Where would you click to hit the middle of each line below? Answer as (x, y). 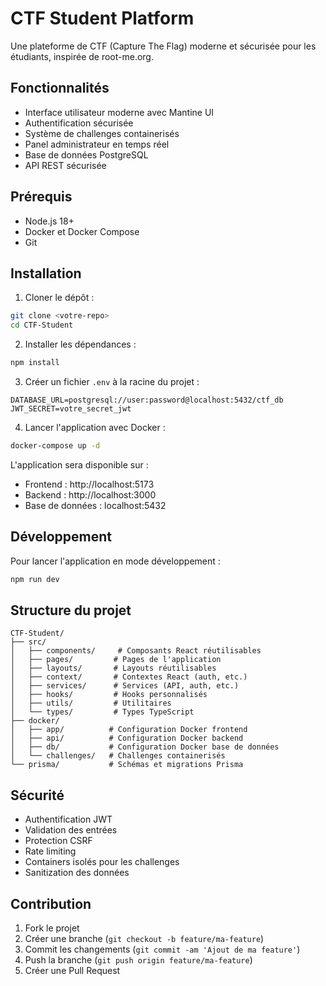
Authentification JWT (68, 819)
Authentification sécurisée (79, 123)
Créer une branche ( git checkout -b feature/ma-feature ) (144, 938)
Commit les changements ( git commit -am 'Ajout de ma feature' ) (162, 949)
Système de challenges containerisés (102, 133)
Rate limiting (50, 851)
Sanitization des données (77, 873)
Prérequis (41, 197)
